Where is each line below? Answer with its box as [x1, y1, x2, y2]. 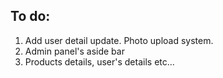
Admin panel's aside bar [24, 45, 125, 57]
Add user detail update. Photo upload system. [24, 34, 214, 46]
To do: [10, 8, 51, 25]
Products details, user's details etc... [24, 55, 175, 68]
